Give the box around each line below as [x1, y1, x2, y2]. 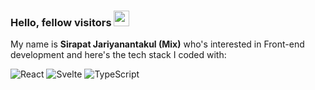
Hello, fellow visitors [10, 15, 112, 29]
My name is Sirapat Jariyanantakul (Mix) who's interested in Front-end [10, 38, 305, 50]
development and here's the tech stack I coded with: [10, 49, 227, 61]
